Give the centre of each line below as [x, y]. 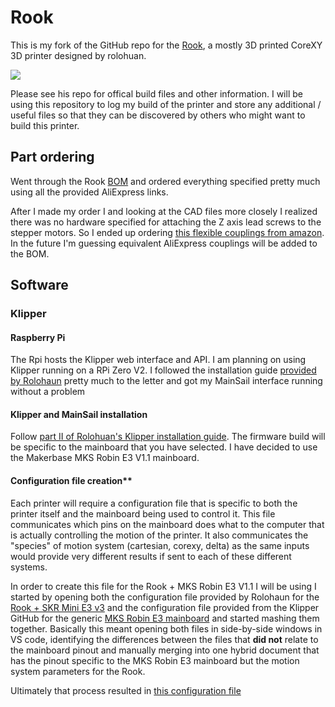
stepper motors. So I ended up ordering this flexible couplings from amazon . [167, 232]
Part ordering [52, 157]
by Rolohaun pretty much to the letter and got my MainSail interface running [166, 381]
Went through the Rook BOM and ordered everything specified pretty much [165, 181]
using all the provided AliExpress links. [89, 192]
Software [39, 285]
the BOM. [30, 253]
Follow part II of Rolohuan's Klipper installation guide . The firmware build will [168, 437]
